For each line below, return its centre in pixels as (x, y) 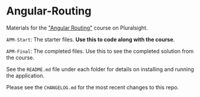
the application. (26, 75)
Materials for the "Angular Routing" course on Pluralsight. (77, 28)
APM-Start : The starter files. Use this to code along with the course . (91, 39)
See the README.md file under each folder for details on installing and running (100, 69)
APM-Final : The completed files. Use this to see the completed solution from (100, 51)
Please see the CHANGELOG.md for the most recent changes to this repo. (92, 87)
